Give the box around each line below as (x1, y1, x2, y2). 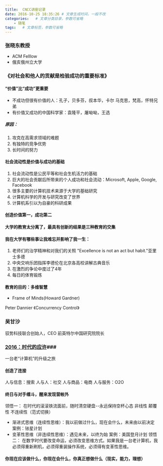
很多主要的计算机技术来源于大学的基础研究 (12, 188, 98, 193)
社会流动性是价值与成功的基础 (5, 159, 65, 165)
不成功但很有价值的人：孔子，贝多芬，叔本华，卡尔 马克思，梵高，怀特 (12, 97, 154, 103)
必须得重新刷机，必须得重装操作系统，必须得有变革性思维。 (12, 444, 131, 449)
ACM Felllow (12, 53, 37, 59)
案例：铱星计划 (12, 426, 42, 431)
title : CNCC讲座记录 (5, 7, 46, 12)
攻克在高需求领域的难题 (12, 135, 59, 140)
